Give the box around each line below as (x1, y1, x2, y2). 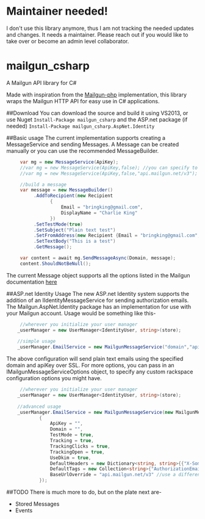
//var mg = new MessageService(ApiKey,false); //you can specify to (20, 164, 198, 171)
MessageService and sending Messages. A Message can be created (6, 141, 179, 148)
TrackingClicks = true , (49, 443, 111, 449)
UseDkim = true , (49, 454, 92, 461)
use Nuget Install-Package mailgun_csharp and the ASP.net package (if (6, 116, 188, 123)
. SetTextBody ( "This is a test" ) (33, 238, 116, 245)
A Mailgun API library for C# (6, 79, 77, 86)
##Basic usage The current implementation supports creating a (6, 134, 166, 141)
